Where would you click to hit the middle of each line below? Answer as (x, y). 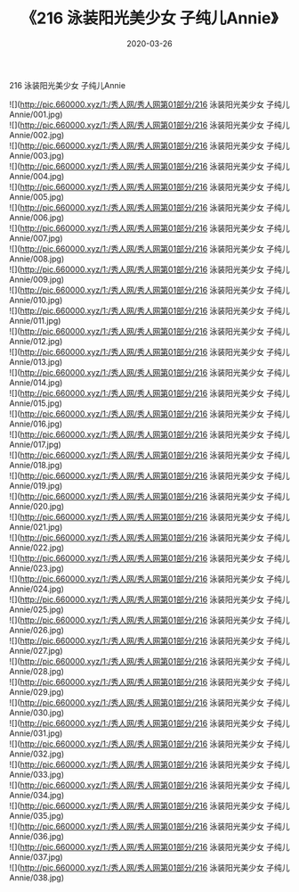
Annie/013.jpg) (36, 361)
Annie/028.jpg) (37, 671)
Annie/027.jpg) (36, 650)
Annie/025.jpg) (36, 609)
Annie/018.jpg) (36, 465)
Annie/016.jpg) (36, 424)
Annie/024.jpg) (37, 589)
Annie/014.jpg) (36, 382)
